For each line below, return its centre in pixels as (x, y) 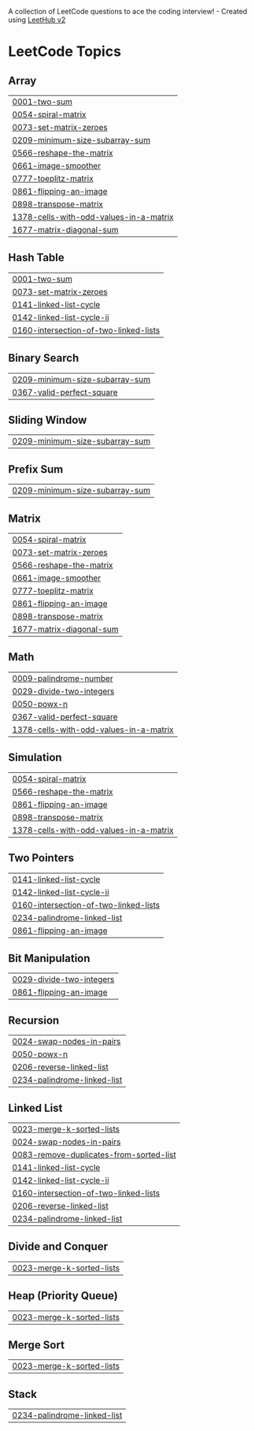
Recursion (34, 1020)
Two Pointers (41, 858)
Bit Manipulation (49, 958)
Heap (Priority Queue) (63, 1296)
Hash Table (36, 258)
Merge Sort (37, 1345)
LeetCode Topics (65, 52)
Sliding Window (48, 420)
